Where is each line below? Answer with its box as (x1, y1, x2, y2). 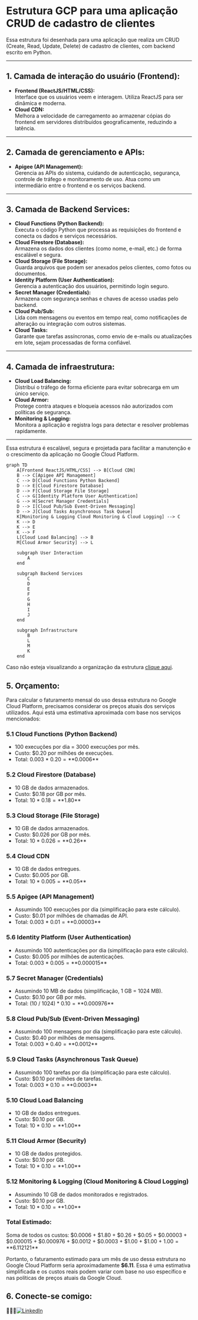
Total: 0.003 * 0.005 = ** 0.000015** (14, 959, 107, 966)
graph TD (6, 462, 28, 469)
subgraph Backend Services (16, 571, 83, 577)
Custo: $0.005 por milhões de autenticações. (14, 953, 125, 960)
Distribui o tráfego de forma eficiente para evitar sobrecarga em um (14, 384, 180, 391)
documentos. (14, 270, 47, 277)
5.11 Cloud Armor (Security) (6, 1136, 87, 1145)
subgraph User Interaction (16, 550, 83, 556)
